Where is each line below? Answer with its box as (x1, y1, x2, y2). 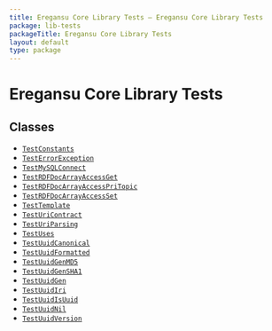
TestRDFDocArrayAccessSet (21, 192, 118, 201)
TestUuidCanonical (21, 239, 90, 248)
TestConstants (21, 145, 74, 154)
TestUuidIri (21, 286, 66, 296)
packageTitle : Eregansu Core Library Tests (9, 29, 173, 38)
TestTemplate (21, 201, 71, 210)
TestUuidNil (21, 305, 66, 314)
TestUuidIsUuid (21, 296, 79, 304)
